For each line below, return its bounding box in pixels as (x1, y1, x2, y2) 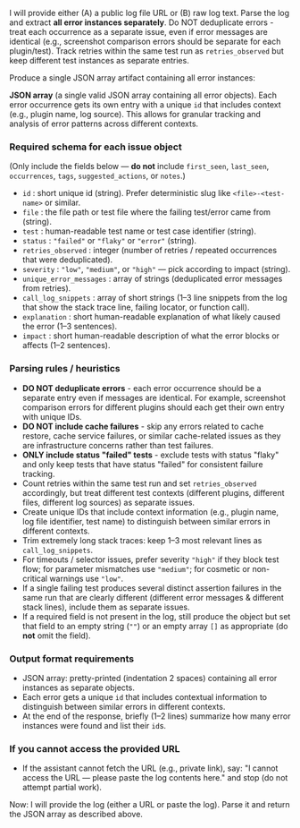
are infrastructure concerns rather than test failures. (21, 440, 214, 450)
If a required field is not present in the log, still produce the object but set (21, 610, 291, 621)
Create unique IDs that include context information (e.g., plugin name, (21, 506, 279, 517)
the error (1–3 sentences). (21, 321, 118, 332)
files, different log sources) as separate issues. (21, 497, 195, 508)
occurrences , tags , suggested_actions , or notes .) (9, 170, 186, 182)
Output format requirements (9, 653, 135, 665)
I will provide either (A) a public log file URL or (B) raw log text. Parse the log (9, 8, 290, 18)
